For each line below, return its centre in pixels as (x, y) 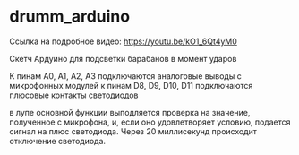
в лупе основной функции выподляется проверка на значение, (130, 112)
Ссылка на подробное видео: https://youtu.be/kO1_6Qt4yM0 (123, 41)
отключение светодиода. (57, 141)
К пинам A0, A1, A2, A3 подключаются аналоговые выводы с (125, 76)
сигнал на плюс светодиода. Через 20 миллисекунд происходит (133, 131)
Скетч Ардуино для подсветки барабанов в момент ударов (123, 58)
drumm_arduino (70, 17)
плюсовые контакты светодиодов (74, 95)
